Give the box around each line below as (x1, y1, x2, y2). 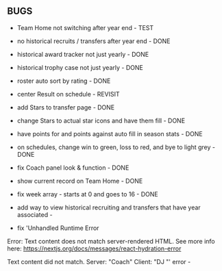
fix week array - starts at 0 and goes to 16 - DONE (16, 190, 159, 198)
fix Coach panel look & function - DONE (16, 164, 129, 172)
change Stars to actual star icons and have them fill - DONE (16, 116, 186, 125)
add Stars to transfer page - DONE (16, 103, 115, 112)
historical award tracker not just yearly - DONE (16, 50, 149, 58)
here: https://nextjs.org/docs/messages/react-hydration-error (7, 244, 182, 253)
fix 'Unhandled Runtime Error (16, 224, 99, 232)
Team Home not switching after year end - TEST (16, 23, 154, 31)
